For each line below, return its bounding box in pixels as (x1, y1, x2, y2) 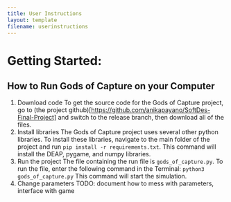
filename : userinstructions (7, 23, 89, 30)
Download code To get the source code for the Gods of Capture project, (17, 98, 224, 107)
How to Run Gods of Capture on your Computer (7, 80, 215, 92)
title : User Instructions (7, 10, 82, 17)
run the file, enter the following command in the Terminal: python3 (17, 165, 205, 173)
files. (17, 120, 32, 129)
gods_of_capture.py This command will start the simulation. (17, 172, 187, 181)
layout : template (7, 17, 58, 24)
